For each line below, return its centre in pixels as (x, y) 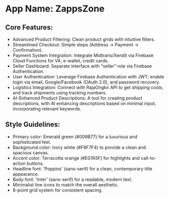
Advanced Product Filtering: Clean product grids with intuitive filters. (84, 39)
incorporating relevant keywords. (47, 109)
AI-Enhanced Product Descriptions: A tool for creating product (77, 98)
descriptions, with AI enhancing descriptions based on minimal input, (84, 103)
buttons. (36, 163)
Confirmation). (27, 50)
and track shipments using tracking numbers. (60, 93)
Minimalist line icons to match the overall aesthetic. (66, 184)
